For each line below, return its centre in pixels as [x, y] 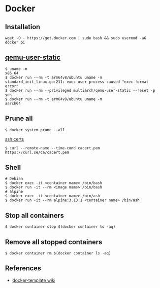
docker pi [15, 42]
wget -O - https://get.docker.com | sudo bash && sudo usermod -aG [76, 38]
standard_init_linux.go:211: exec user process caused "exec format [77, 82]
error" [12, 86]
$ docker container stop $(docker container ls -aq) [60, 227]
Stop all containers [34, 215]
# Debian [14, 179]
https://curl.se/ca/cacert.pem [37, 152]
